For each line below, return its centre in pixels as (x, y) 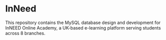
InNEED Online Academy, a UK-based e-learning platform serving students (83, 27)
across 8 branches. (25, 33)
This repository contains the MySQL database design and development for (83, 22)
